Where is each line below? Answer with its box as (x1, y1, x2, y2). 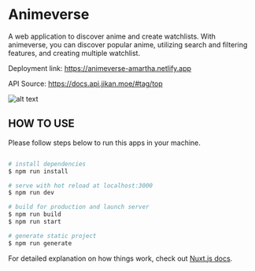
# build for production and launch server (8, 203, 150, 211)
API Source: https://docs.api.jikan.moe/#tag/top (8, 79, 163, 88)
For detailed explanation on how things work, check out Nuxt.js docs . (8, 254, 233, 263)
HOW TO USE (8, 117, 75, 131)
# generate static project (8, 232, 97, 239)
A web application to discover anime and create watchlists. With (8, 32, 216, 41)
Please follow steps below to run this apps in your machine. (8, 138, 201, 147)
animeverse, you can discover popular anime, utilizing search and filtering (8, 39, 248, 49)
